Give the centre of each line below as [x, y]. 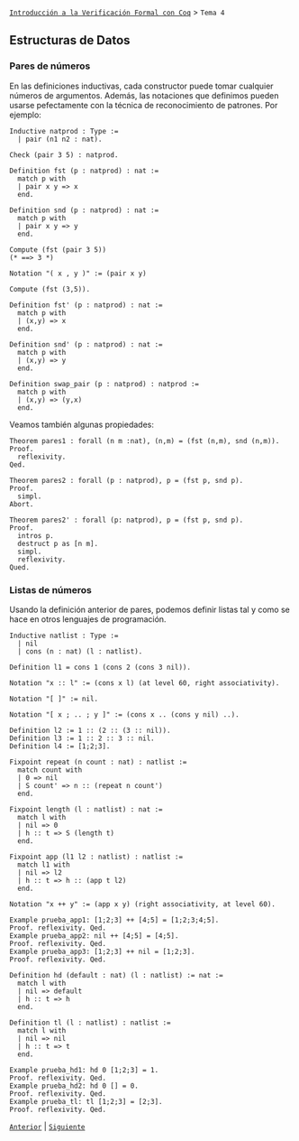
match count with [50, 770]
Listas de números [50, 589]
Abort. [22, 504]
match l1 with [44, 865]
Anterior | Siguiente [47, 1126]
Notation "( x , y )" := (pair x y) [78, 274]
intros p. [36, 535]
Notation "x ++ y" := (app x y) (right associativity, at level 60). [143, 904]
